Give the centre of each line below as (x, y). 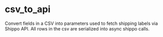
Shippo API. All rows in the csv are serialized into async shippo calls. (77, 28)
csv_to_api (28, 9)
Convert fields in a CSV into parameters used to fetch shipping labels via (81, 23)
